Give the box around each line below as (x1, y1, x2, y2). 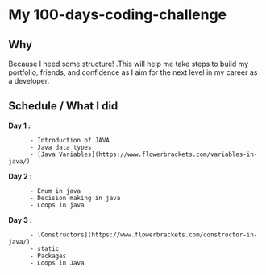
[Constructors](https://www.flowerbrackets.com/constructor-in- (37, 231, 258, 239)
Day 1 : (8, 121, 31, 130)
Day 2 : (8, 171, 32, 181)
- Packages (29, 252, 67, 260)
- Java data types (29, 143, 92, 151)
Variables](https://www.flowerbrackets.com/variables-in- (59, 150, 258, 158)
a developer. (8, 76, 50, 85)
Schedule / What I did (8, 99, 118, 113)
